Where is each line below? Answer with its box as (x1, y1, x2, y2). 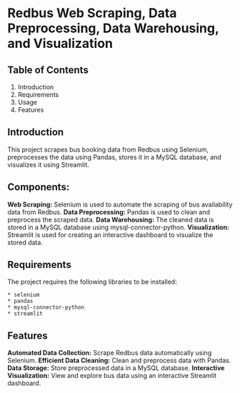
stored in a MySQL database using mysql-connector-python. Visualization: (7, 223, 230, 232)
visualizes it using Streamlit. (7, 160, 89, 169)
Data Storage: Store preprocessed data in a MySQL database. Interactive (7, 364, 225, 372)
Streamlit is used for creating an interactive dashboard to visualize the (7, 230, 214, 239)
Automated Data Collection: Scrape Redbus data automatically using (7, 349, 212, 357)
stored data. (7, 238, 43, 247)
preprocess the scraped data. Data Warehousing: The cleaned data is (7, 215, 214, 224)
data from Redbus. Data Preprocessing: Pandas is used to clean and (7, 207, 211, 216)
